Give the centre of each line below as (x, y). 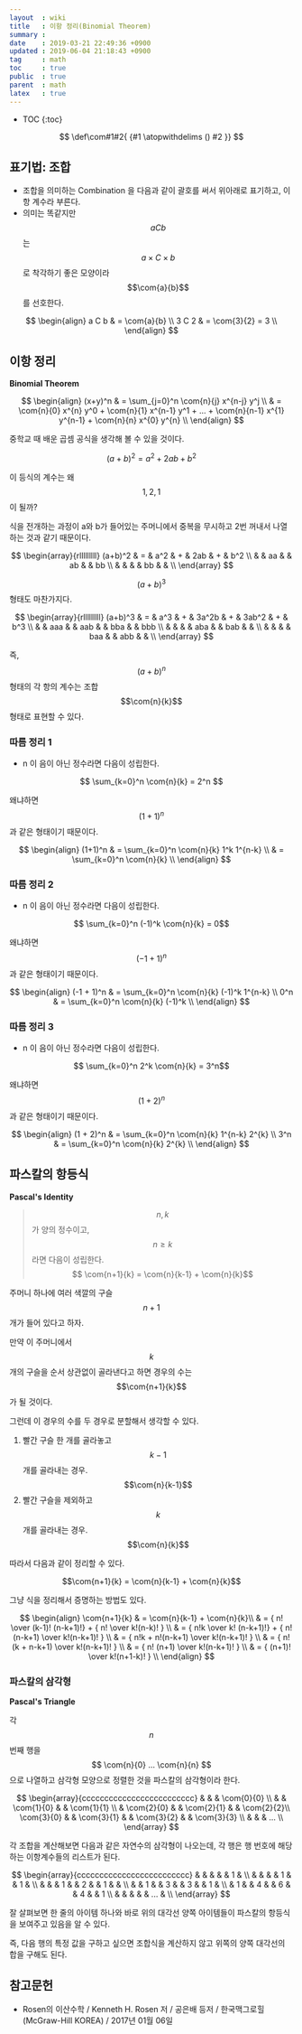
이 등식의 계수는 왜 (42, 477)
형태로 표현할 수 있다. (46, 717)
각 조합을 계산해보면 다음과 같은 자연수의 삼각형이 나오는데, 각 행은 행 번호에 (143, 1846)
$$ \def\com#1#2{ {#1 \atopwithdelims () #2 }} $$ (151, 136)
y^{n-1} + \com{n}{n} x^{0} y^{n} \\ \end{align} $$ (151, 420)
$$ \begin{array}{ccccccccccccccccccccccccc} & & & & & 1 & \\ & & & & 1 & (151, 1875)
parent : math (38, 85)
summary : (28, 34)
